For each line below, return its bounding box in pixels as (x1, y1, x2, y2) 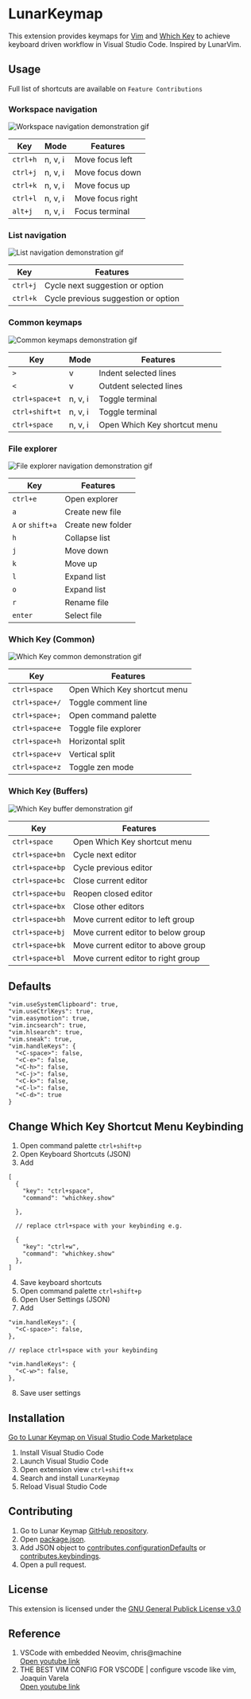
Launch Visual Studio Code (19, 1456, 109, 1466)
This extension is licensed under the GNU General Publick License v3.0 (8, 1603, 241, 1613)
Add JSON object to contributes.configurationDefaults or (19, 1542, 207, 1553)
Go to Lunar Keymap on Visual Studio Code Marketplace (8, 1432, 193, 1442)
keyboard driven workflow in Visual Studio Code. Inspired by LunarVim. (8, 39, 242, 49)
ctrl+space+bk (12, 940, 66, 950)
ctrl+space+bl (12, 953, 66, 963)
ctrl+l (12, 194, 37, 203)
